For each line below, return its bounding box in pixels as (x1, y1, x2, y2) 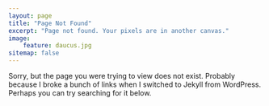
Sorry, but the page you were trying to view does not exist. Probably (8, 71, 236, 80)
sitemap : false (8, 49, 60, 57)
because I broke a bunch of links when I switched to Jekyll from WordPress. (8, 79, 261, 89)
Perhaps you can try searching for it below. (8, 88, 152, 97)
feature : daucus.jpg (23, 42, 92, 50)
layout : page (8, 11, 53, 20)
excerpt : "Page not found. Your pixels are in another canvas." (8, 26, 229, 35)
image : (8, 34, 31, 43)
